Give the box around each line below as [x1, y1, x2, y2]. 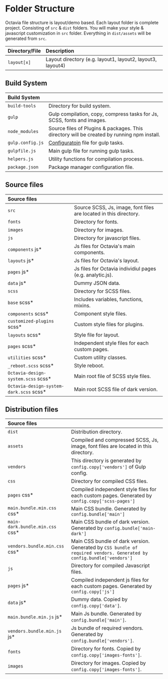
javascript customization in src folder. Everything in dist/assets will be [5, 30, 151, 36]
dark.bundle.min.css [7, 524, 56, 530]
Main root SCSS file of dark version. [74, 385, 158, 392]
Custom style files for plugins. [74, 320, 144, 327]
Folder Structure [5, 3, 75, 14]
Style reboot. [74, 362, 104, 369]
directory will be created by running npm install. [48, 131, 160, 138]
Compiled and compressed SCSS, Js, [70, 436, 159, 443]
